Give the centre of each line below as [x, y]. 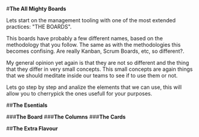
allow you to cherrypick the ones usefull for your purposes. [79, 93]
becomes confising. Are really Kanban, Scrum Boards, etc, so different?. [95, 51]
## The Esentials [27, 105]
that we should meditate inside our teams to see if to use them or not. [92, 75]
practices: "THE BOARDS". [39, 27]
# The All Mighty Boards [36, 9]
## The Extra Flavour [32, 128]
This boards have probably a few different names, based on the [85, 38]
